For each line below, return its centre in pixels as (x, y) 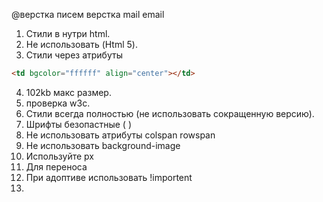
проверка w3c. (58, 103)
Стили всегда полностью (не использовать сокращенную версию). (170, 113)
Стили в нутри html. (68, 33)
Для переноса (56, 166)
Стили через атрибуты (74, 55)
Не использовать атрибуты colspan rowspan (120, 135)
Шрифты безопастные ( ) (78, 124)
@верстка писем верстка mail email (88, 14)
